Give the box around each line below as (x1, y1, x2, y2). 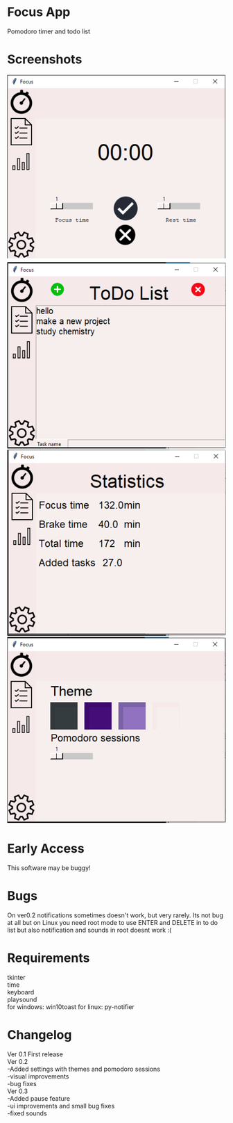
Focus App (7, 4, 71, 20)
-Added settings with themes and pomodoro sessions (7, 1065, 161, 1073)
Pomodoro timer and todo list (7, 27, 90, 35)
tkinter (7, 974, 26, 982)
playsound (7, 995, 37, 1004)
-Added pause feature (7, 1095, 71, 1102)
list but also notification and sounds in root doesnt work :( (7, 926, 172, 935)
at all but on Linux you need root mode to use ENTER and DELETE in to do (7, 919, 218, 927)
